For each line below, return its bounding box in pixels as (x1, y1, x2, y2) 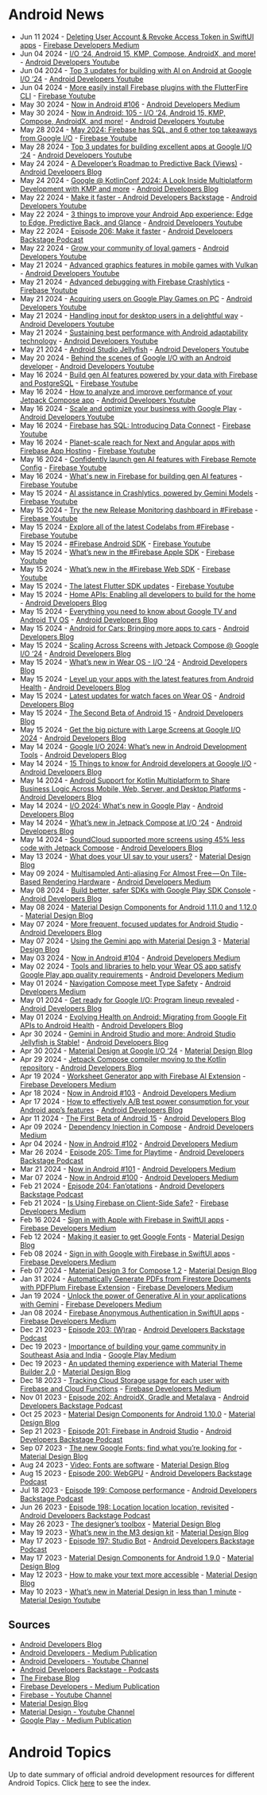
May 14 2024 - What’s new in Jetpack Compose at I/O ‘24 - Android (19, 818, 242, 827)
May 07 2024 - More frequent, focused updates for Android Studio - (19, 919, 244, 928)
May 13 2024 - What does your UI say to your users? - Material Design (19, 851, 251, 861)
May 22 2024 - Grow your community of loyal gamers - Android (19, 243, 229, 252)
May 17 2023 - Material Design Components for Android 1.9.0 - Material (19, 1552, 254, 1562)
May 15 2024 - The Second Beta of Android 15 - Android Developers (19, 708, 244, 717)
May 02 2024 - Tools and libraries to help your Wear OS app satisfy (19, 961, 242, 971)
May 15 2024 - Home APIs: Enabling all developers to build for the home (19, 589, 256, 599)
